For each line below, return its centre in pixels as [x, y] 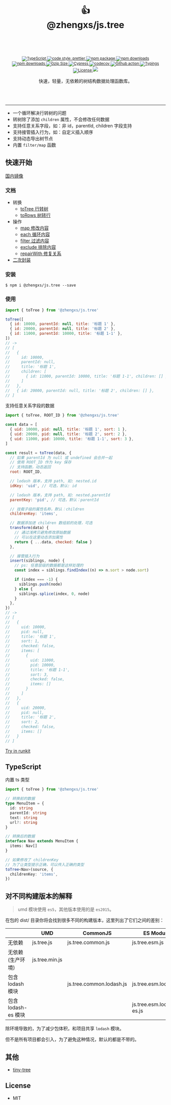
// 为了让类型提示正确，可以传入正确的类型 [45, 865]
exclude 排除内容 [38, 247]
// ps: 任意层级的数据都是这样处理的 [49, 566]
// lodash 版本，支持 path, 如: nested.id [53, 481]
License [18, 1086]
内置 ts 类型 [17, 780]
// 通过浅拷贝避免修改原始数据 [42, 533]
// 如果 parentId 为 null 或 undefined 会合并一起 [61, 457]
